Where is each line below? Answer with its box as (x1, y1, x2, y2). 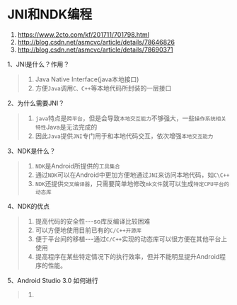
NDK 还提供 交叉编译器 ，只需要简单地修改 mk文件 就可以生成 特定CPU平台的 (35, 179, 230, 188)
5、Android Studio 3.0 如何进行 (7, 276, 99, 284)
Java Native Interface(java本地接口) (35, 75, 139, 84)
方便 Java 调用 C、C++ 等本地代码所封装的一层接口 (35, 84, 172, 92)
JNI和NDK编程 (7, 6, 93, 23)
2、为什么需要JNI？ (7, 98, 65, 107)
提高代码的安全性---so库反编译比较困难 (35, 217, 151, 225)
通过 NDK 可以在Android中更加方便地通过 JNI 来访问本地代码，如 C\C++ (35, 171, 230, 179)
